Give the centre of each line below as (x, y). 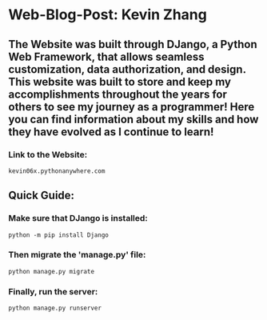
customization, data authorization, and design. (127, 69)
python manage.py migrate (51, 271)
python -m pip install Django (59, 235)
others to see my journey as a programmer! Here (132, 107)
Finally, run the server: (53, 291)
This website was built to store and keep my (120, 82)
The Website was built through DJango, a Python (133, 44)
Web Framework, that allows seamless (107, 56)
